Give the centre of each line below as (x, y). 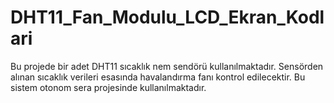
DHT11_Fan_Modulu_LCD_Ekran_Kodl (167, 17)
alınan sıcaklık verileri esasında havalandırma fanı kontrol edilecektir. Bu (158, 77)
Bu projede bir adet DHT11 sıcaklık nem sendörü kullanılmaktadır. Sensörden (167, 66)
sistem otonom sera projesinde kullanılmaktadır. (108, 87)
